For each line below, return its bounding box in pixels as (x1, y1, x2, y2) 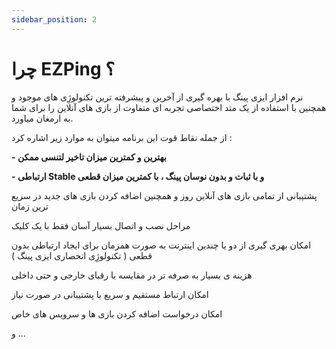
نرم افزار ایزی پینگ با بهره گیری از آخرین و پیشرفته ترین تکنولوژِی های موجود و (11, 91, 304, 103)
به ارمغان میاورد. (11, 112, 74, 124)
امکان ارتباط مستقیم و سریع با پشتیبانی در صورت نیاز (11, 288, 209, 300)
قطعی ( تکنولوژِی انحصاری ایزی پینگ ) (11, 249, 153, 261)
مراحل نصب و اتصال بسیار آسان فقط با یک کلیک (11, 219, 191, 231)
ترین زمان (11, 200, 49, 212)
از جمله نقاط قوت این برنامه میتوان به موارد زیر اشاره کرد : (11, 131, 233, 143)
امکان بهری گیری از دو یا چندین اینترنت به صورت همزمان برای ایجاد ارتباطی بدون (11, 239, 312, 251)
